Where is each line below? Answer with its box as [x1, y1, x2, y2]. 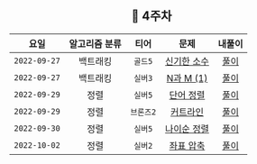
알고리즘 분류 [69, 37, 122, 50]
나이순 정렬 [165, 123, 210, 135]
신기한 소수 [165, 55, 210, 68]
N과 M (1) [166, 71, 208, 84]
